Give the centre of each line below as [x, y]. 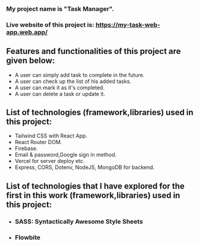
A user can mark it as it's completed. [60, 87]
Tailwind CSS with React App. [51, 136]
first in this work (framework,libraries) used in [93, 195]
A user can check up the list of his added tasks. [73, 81]
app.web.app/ [27, 32]
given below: [31, 61]
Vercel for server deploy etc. [50, 161]
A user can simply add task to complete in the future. [80, 75]
